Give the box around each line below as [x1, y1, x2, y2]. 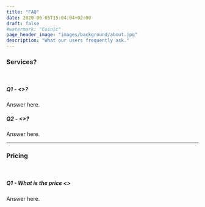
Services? [6, 58, 37, 66]
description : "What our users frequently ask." [6, 37, 130, 43]
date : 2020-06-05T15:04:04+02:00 [6, 15, 92, 21]
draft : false [6, 20, 40, 26]
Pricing [6, 151, 29, 160]
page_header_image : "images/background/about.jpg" [6, 32, 138, 38]
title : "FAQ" [6, 9, 40, 15]
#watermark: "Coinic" [6, 26, 62, 32]
